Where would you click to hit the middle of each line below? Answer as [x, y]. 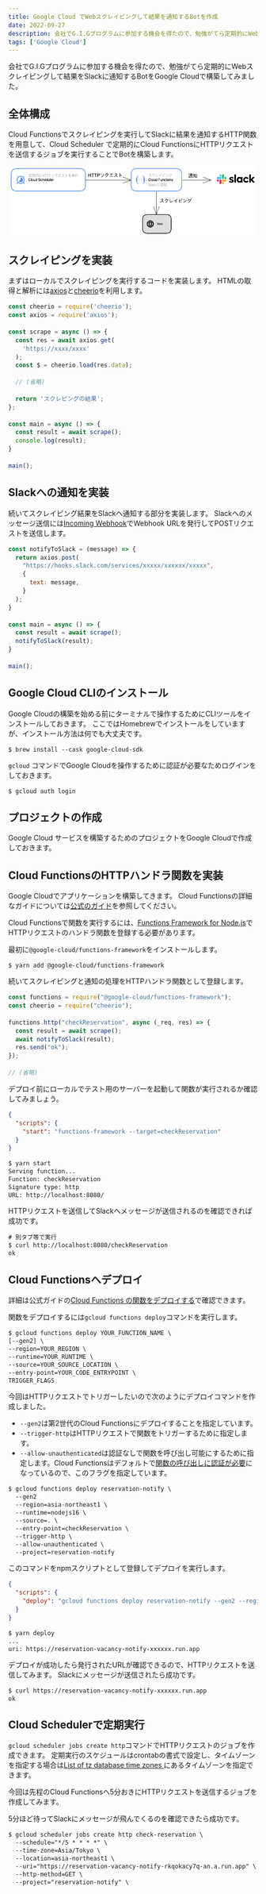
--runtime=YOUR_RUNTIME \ [51, 1357]
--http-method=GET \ [49, 1875]
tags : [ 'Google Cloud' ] [47, 42]
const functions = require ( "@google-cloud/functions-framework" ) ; [120, 997]
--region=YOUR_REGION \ [47, 1349]
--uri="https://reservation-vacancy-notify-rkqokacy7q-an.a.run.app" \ [136, 1867]
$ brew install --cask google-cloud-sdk [76, 749]
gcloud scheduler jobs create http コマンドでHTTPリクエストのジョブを [128, 1746]
